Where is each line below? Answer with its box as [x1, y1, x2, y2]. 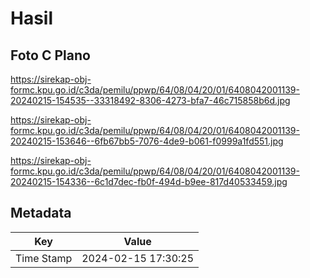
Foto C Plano [10, 47, 91, 64]
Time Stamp [15, 251, 73, 265]
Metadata [10, 205, 72, 222]
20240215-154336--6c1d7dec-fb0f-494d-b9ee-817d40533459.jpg [10, 176, 288, 187]
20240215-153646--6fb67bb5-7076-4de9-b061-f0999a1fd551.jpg [10, 135, 284, 147]
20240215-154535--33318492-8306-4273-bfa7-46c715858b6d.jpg [10, 95, 291, 106]
